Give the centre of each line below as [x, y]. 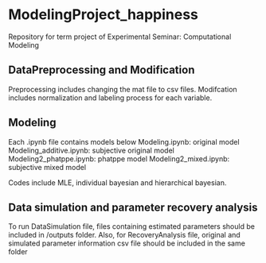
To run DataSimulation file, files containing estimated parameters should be [131, 226]
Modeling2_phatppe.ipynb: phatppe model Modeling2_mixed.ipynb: [119, 159]
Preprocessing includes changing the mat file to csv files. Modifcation [123, 89]
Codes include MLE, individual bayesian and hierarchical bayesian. [117, 182]
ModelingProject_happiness [104, 15]
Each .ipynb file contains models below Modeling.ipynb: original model [124, 141]
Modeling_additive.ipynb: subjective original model [92, 150]
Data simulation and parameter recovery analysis [133, 207]
